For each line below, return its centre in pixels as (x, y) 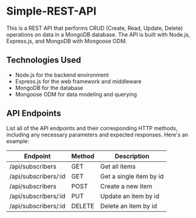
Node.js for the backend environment (62, 75)
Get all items (118, 166)
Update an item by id (130, 196)
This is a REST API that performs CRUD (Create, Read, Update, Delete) (95, 28)
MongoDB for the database (49, 88)
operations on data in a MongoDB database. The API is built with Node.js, (98, 34)
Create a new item (126, 186)
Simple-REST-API (51, 11)
